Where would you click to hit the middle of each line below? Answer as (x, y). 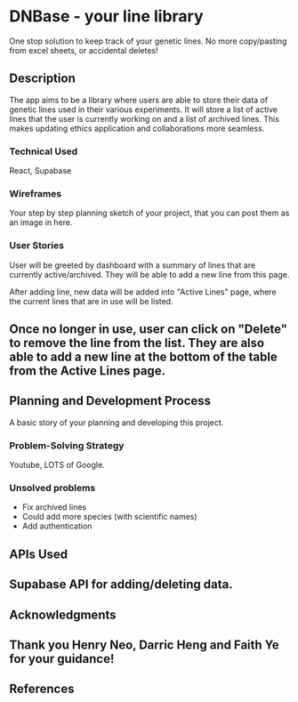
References (42, 689)
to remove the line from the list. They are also (137, 343)
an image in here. (41, 222)
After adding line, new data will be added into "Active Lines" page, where (143, 292)
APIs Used (39, 554)
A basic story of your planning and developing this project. (117, 422)
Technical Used (44, 151)
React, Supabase (40, 171)
